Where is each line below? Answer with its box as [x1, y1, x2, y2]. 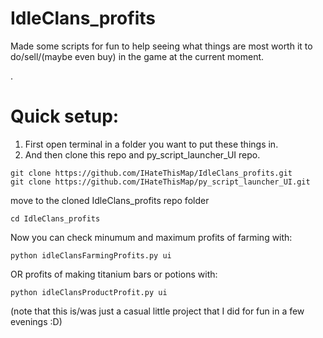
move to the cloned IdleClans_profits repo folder [10, 194, 210, 206]
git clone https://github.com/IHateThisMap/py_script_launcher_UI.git [10, 177, 311, 187]
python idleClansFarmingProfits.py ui [10, 250, 172, 261]
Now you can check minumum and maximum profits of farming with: [10, 231, 293, 243]
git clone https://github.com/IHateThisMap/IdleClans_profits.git [10, 168, 293, 178]
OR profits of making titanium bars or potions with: [10, 268, 218, 280]
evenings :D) [10, 315, 63, 327]
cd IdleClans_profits [10, 213, 101, 224]
